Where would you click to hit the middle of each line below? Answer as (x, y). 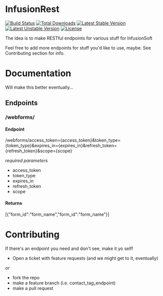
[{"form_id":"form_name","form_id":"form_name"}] (57, 214)
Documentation (38, 73)
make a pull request (33, 288)
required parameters (27, 161)
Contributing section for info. (35, 53)
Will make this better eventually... (39, 87)
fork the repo (26, 277)
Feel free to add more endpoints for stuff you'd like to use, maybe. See (78, 48)
